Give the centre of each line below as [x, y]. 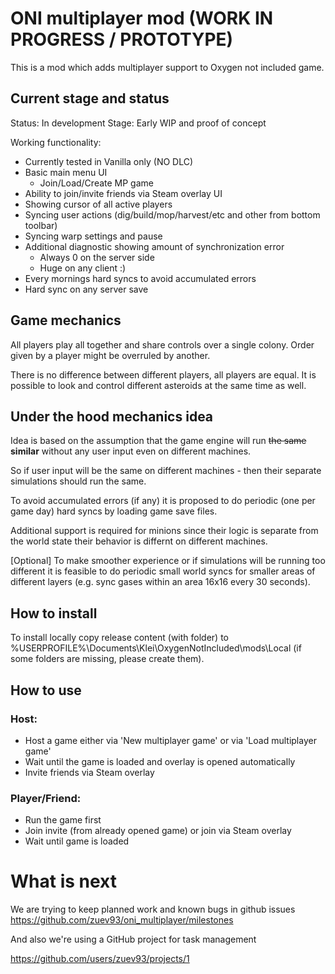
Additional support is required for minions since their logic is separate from [164, 531]
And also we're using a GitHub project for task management [133, 939]
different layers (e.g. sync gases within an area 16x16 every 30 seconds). [160, 582]
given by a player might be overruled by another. [110, 355]
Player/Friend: [46, 798]
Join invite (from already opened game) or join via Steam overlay [158, 831]
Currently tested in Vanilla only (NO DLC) [109, 161]
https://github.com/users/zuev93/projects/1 [100, 959]
